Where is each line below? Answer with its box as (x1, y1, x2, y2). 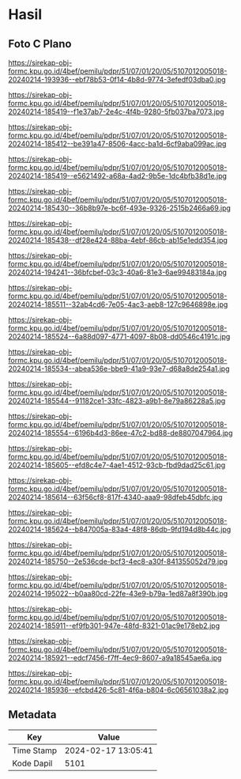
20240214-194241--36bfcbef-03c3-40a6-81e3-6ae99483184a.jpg (8, 267, 228, 277)
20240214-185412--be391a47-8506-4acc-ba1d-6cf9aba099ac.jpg (8, 139, 227, 148)
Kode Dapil (12, 758, 53, 769)
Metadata (8, 708, 57, 721)
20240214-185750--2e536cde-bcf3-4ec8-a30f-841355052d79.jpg (8, 557, 228, 566)
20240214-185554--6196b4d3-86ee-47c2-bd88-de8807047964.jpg (8, 429, 233, 437)
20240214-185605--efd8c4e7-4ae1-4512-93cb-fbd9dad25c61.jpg (8, 460, 226, 470)
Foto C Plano (8, 37, 72, 51)
